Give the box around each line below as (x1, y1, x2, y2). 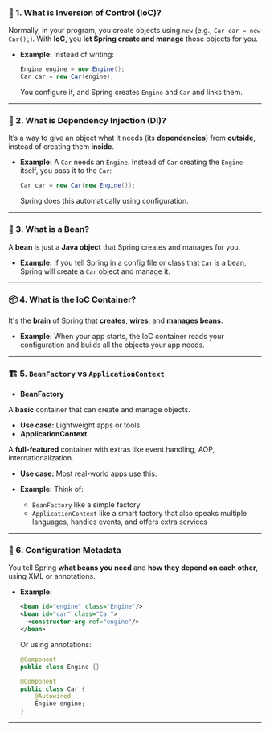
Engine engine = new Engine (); (19, 65, 125, 73)
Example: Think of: (19, 485, 84, 494)
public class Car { (19, 684, 86, 693)
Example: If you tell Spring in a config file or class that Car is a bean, (19, 258, 247, 267)
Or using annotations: (19, 639, 92, 649)
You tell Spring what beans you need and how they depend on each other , (8, 563, 259, 572)
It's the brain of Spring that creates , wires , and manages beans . (8, 316, 223, 325)
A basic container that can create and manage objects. (8, 405, 190, 415)
